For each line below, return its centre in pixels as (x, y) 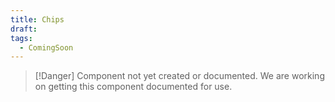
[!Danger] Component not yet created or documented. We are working (179, 76)
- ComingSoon (46, 47)
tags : (21, 38)
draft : (24, 29)
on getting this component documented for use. (133, 87)
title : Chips (37, 19)
